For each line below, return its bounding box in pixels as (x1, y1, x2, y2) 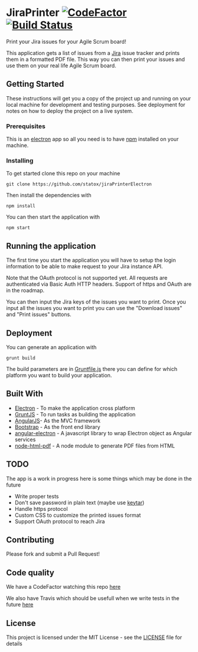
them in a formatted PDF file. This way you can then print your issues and (6, 56, 185, 63)
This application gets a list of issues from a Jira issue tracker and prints (6, 49, 180, 56)
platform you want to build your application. (6, 371, 112, 379)
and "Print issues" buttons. (6, 311, 72, 318)
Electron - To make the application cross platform (14, 405, 135, 412)
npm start (6, 225, 31, 231)
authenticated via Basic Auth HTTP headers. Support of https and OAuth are (6, 281, 192, 288)
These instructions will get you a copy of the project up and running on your (6, 94, 191, 102)
